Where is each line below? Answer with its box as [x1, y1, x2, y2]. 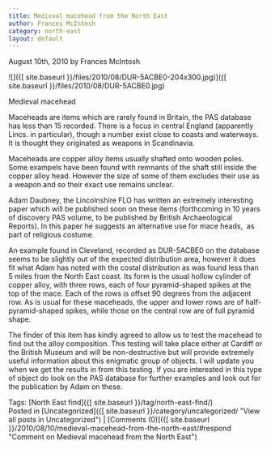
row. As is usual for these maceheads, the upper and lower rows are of [8, 297, 244, 307]
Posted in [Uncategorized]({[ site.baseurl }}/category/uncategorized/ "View [8, 406, 260, 416]
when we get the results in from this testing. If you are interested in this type [8, 365, 263, 374]
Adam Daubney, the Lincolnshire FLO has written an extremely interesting [8, 195, 253, 205]
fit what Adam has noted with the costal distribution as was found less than [8, 263, 259, 272]
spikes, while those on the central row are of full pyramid [65, 306, 255, 316]
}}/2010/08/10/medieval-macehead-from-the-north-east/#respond [8, 423, 232, 434]
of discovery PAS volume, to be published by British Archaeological [8, 212, 233, 223]
